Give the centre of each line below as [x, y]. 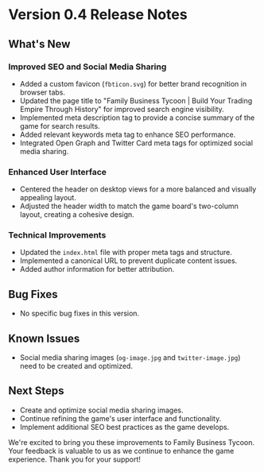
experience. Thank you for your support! [75, 459]
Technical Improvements [57, 235]
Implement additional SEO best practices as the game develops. [124, 427]
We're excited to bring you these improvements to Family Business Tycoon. [132, 442]
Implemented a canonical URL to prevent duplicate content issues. [128, 261]
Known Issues [44, 338]
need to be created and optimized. [76, 366]
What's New [39, 44]
